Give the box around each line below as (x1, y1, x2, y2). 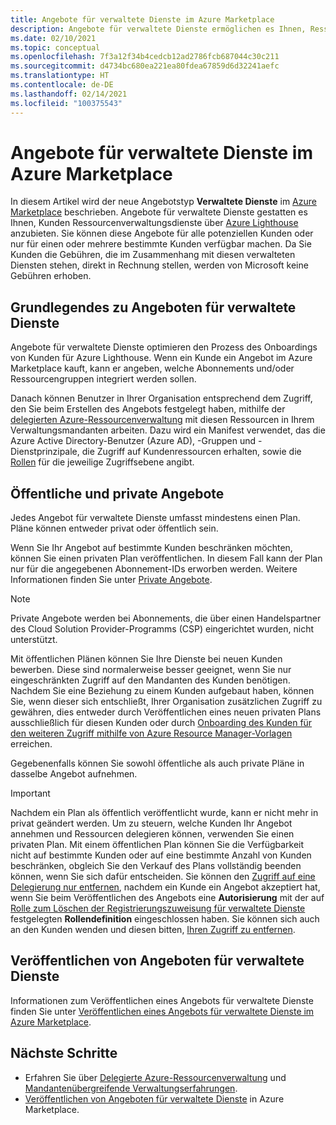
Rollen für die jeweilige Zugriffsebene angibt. (10, 456, 195, 468)
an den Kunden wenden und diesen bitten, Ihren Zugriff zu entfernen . (10, 924, 296, 936)
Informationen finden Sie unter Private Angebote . (10, 574, 213, 586)
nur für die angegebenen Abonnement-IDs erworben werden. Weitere (10, 563, 298, 575)
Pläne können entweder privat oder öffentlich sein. (10, 522, 219, 535)
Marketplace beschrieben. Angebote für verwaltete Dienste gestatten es (10, 206, 308, 218)
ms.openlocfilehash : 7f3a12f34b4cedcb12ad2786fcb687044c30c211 (10, 52, 280, 62)
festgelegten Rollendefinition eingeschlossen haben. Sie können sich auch (10, 913, 320, 925)
